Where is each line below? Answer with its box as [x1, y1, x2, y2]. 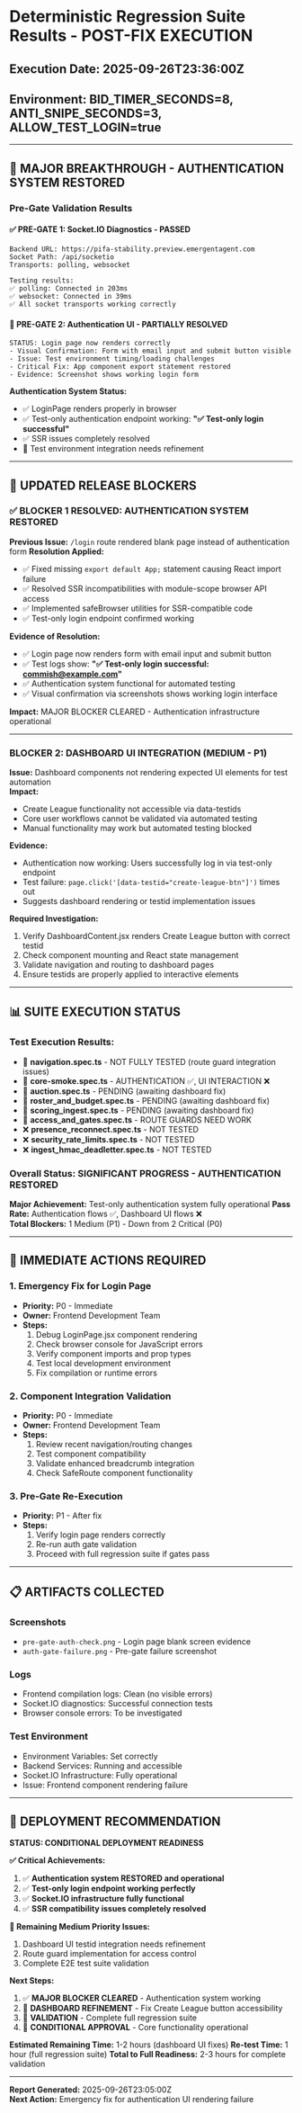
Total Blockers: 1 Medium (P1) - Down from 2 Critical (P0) [9, 1219, 223, 1230]
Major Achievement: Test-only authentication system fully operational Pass [9, 1199, 291, 1210]
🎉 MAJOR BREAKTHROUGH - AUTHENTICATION [9, 160, 285, 176]
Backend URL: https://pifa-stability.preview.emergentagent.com [9, 245, 255, 254]
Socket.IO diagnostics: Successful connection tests [22, 1698, 213, 1709]
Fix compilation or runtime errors [35, 1367, 157, 1378]
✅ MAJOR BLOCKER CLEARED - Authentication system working [22, 1992, 262, 2003]
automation [9, 776, 51, 788]
